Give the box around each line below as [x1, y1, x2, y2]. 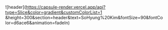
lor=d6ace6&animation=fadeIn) [5, 20, 70, 26]
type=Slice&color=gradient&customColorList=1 [5, 9, 102, 15]
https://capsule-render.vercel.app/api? [26, 4, 106, 10]
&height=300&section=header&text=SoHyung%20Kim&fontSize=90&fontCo [5, 15, 163, 20]
